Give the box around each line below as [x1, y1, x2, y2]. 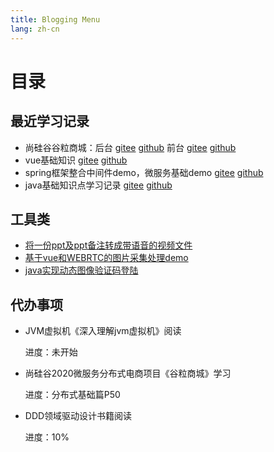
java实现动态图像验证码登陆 [24, 264, 139, 276]
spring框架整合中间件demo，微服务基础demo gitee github [24, 166, 264, 178]
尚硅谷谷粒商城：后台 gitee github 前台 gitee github [24, 141, 237, 153]
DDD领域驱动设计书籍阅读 [24, 410, 133, 422]
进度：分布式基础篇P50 [24, 389, 121, 401]
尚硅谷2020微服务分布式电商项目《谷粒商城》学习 [24, 367, 232, 380]
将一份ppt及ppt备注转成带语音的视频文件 [24, 239, 193, 251]
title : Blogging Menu [10, 14, 101, 25]
